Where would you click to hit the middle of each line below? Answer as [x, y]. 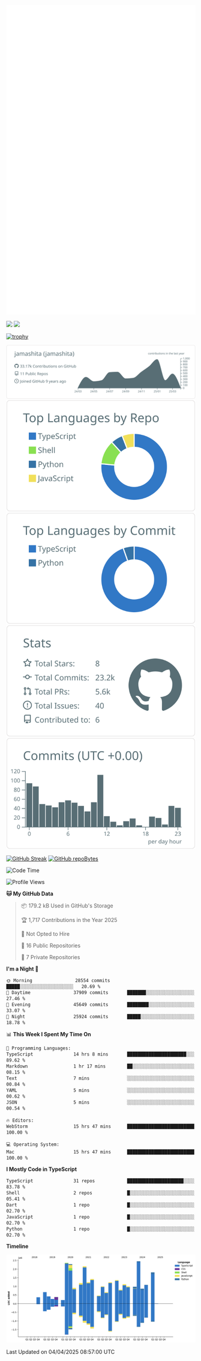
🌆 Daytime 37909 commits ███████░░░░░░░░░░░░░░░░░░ [100, 993]
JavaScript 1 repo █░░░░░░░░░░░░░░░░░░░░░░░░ [100, 1217]
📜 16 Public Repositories [51, 945]
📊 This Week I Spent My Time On [49, 1034]
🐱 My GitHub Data [30, 894]
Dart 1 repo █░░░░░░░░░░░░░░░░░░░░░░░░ [100, 1205]
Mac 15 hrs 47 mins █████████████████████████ [100, 1152]
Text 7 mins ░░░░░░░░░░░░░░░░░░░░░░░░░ [100, 1078]
